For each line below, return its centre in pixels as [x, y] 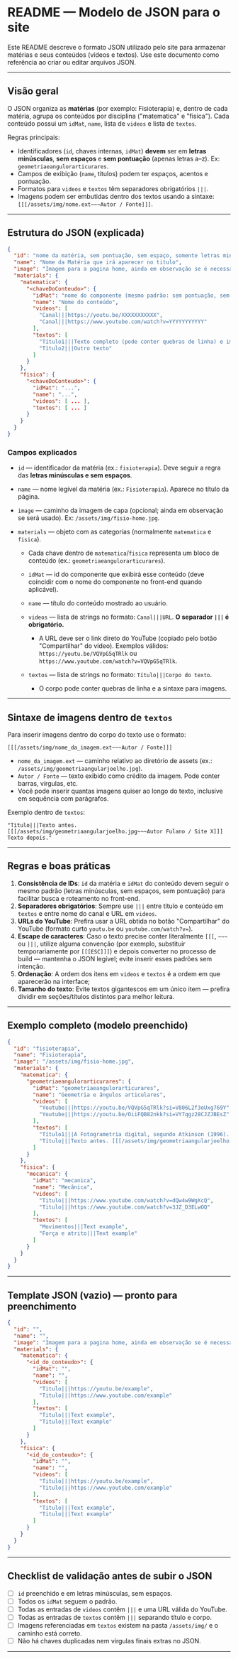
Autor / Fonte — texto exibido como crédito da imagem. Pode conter [119, 776]
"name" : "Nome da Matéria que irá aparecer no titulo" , [98, 263]
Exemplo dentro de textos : [46, 812]
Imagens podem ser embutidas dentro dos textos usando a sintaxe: [116, 196]
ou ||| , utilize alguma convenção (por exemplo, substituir [101, 944]
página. [29, 497]
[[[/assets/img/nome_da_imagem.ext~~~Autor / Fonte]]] [90, 748]
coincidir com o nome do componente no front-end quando [115, 582]
